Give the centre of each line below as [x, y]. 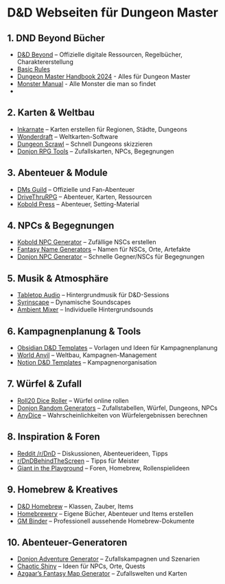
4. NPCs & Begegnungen [61, 226]
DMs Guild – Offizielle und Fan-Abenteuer [76, 189]
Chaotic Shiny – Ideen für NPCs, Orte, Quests [81, 566]
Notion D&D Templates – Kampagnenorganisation [87, 363]
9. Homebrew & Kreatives [62, 490]
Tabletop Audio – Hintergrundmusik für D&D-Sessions [93, 295]
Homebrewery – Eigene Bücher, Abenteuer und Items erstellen [105, 513]
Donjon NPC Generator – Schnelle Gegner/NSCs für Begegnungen [110, 257]
